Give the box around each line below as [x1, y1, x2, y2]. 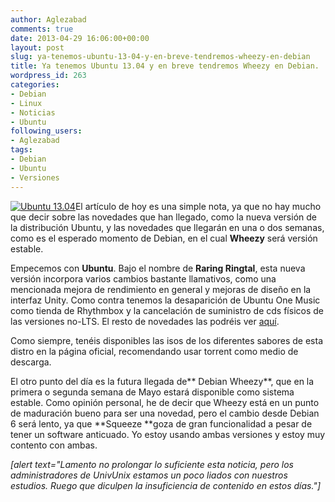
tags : [10, 145, 33, 155]
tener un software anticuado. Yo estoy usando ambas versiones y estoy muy [10, 428, 326, 440]
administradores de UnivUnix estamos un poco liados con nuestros [10, 469, 288, 481]
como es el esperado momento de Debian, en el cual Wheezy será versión [10, 232, 318, 244]
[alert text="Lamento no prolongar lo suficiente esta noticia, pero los [10, 458, 295, 470]
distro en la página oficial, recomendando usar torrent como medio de [10, 345, 299, 357]
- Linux [10, 98, 43, 108]
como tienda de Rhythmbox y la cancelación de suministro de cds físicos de [10, 304, 324, 316]
